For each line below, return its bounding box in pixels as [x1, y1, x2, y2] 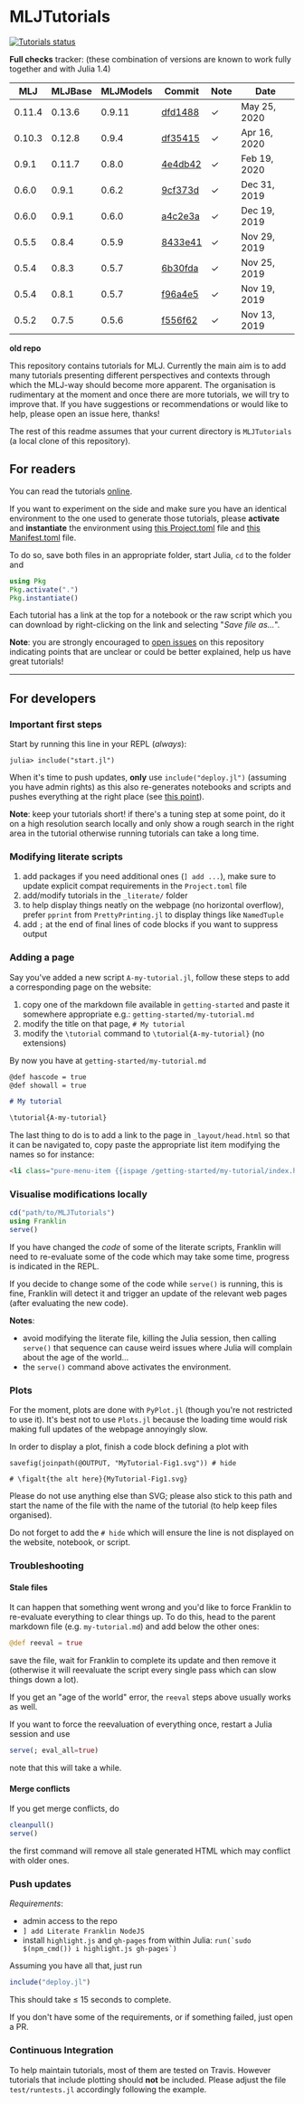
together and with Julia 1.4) [9, 63, 111, 74]
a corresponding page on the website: [9, 981, 152, 992]
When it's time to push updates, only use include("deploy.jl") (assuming [9, 772, 287, 783]
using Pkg [9, 576, 47, 585]
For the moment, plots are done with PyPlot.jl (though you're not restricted [9, 1405, 293, 1416]
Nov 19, [241, 282, 276, 295]
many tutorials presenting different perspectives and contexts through [9, 369, 271, 381]
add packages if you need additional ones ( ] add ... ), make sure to [22, 871, 276, 882]
